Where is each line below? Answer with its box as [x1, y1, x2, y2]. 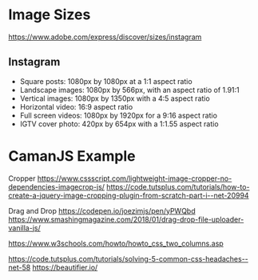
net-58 [8, 262, 31, 272]
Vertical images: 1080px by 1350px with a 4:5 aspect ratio [19, 94, 210, 103]
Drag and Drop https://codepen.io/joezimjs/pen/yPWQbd [8, 206, 196, 215]
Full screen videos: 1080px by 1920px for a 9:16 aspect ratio [19, 110, 218, 120]
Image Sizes [8, 6, 91, 24]
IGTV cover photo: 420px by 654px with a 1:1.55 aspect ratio [19, 118, 219, 129]
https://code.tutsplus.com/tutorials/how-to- [106, 182, 250, 191]
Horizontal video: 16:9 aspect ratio [19, 102, 133, 111]
